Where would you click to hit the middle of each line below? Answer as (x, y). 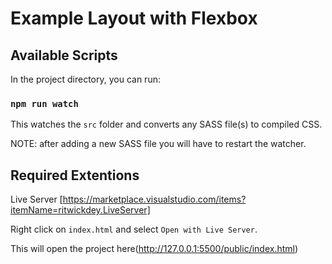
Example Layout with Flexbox (134, 18)
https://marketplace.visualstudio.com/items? (154, 199)
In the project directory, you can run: (85, 79)
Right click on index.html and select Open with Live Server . (134, 229)
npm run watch (44, 103)
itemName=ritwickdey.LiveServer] (80, 210)
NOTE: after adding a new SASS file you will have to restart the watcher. (158, 144)
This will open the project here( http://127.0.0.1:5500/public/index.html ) (154, 249)
